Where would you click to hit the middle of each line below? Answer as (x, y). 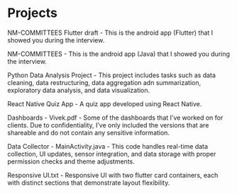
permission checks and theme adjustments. (71, 161)
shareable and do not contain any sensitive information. (89, 132)
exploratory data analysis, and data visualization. (79, 90)
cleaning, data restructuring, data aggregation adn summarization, (104, 82)
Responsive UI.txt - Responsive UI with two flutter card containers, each (113, 175)
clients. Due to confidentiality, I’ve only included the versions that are (108, 125)
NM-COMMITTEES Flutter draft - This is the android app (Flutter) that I (110, 33)
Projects (33, 13)
